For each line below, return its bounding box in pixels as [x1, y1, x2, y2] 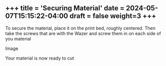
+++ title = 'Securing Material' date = [5, 4, 125, 12]
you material [5, 35, 31, 41]
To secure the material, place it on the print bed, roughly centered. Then [5, 25, 156, 31]
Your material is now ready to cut [5, 55, 74, 61]
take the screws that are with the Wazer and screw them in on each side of [5, 30, 161, 36]
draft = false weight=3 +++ [69, 12, 156, 20]
